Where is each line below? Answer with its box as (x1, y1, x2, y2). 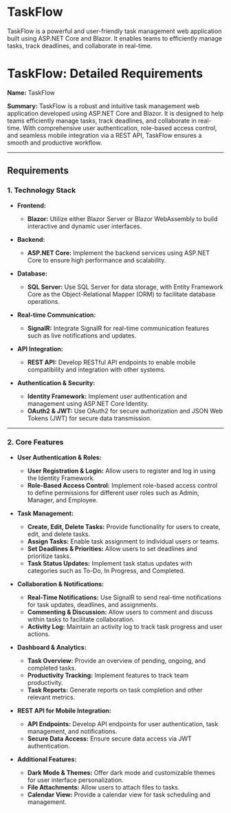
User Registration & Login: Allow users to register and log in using (27, 466, 216, 475)
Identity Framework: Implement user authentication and (27, 392, 188, 400)
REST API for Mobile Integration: (16, 706, 111, 714)
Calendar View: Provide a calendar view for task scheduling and (27, 790, 211, 799)
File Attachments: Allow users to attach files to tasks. (27, 783, 180, 791)
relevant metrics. (27, 693, 76, 701)
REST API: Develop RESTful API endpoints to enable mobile (27, 358, 196, 366)
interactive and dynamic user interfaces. (27, 222, 142, 230)
